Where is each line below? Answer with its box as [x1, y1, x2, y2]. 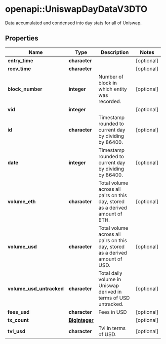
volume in [98, 276, 121, 283]
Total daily [98, 269, 123, 276]
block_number [7, 86, 42, 92]
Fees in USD [98, 308, 127, 315]
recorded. [98, 98, 122, 105]
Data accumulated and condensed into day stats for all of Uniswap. [5, 20, 142, 26]
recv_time [7, 65, 31, 72]
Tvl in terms [98, 325, 126, 332]
